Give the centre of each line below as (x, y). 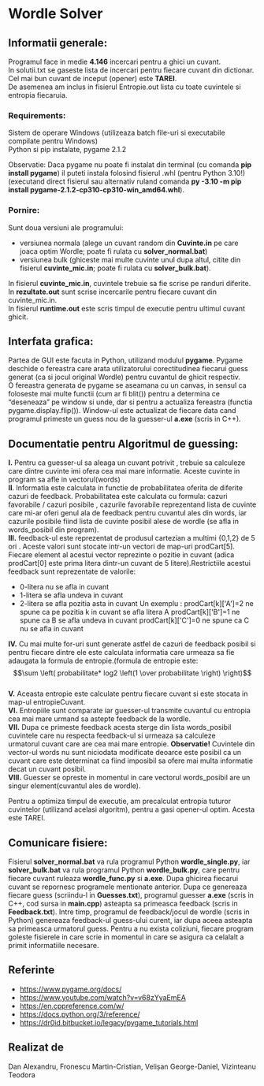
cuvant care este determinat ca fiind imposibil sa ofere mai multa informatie (131, 761)
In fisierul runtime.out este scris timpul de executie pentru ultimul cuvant (127, 308)
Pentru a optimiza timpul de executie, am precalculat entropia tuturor (119, 801)
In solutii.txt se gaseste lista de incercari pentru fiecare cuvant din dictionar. (131, 70)
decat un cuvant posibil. (47, 769)
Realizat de (36, 1048)
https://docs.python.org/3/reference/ (80, 1014)
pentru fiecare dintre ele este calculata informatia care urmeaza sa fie (121, 653)
